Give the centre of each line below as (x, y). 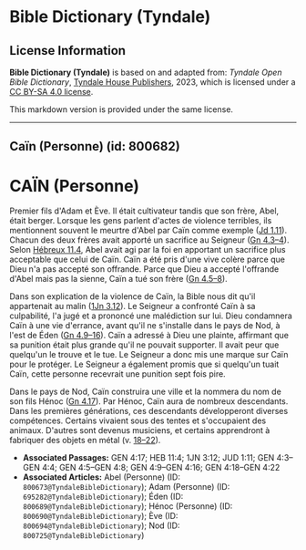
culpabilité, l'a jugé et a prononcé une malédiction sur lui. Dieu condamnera (151, 316)
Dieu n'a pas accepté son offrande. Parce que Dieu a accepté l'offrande (144, 269)
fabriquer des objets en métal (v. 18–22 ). (85, 441)
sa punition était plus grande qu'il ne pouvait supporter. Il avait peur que (144, 345)
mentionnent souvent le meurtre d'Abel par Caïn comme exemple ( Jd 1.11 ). (148, 231)
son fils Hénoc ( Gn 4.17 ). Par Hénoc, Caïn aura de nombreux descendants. (149, 401)
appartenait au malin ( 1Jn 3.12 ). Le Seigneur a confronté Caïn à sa (133, 306)
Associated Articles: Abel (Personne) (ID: (101, 477)
